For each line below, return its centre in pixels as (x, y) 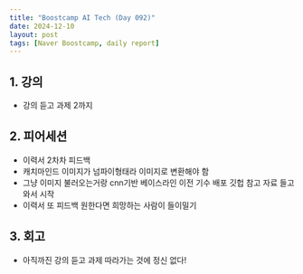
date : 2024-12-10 (42, 26)
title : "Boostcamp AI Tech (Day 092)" (82, 18)
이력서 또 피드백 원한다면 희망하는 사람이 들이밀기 (109, 205)
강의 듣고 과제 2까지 (57, 106)
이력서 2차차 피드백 (57, 160)
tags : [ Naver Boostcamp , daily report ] (85, 43)
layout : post (34, 34)
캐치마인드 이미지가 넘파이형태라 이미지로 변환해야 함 (116, 171)
